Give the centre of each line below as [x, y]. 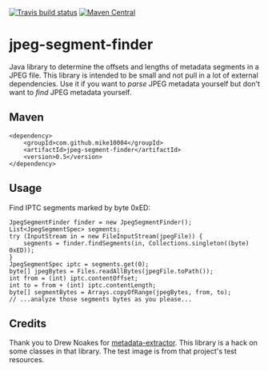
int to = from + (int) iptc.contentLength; [83, 285]
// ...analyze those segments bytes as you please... [101, 299]
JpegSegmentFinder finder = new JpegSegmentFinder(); [101, 222]
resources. [27, 360]
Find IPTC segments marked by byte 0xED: [80, 207]
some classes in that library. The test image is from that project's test [123, 351]
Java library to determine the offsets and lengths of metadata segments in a [134, 66]
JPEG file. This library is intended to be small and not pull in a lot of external [134, 75]
